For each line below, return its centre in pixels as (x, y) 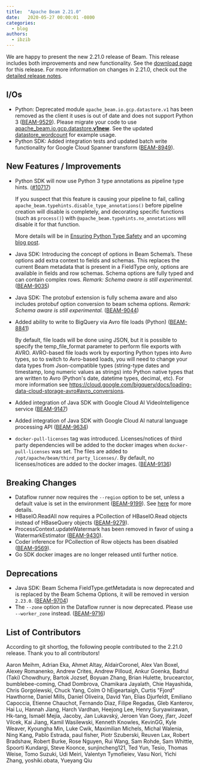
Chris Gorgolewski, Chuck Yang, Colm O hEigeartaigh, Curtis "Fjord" (91, 690)
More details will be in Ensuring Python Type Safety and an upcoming (101, 236)
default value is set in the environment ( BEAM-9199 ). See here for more (103, 504)
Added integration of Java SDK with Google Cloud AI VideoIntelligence (102, 402)
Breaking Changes (41, 483)
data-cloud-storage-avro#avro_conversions (69, 391)
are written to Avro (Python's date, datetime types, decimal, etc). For (99, 378)
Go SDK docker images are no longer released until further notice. (96, 555)
